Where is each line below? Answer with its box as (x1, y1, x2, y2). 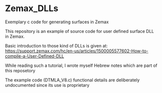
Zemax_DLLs (5, 3, 59, 14)
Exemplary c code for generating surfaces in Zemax (5, 19, 109, 25)
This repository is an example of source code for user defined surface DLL (5, 28, 154, 34)
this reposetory (5, 67, 35, 73)
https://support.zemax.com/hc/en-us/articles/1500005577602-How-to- (5, 48, 149, 54)
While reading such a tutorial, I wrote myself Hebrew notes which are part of (5, 62, 158, 68)
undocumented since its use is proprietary (5, 82, 90, 88)
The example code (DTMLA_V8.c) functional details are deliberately (5, 77, 140, 83)
